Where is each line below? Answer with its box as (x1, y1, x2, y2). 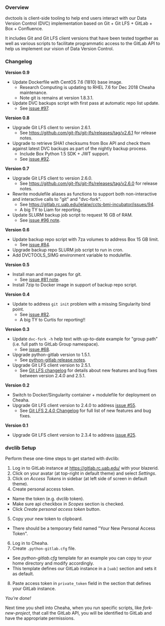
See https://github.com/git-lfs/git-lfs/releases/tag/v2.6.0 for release (19, 180, 158, 186)
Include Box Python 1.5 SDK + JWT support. (19, 150, 110, 157)
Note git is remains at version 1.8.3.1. (19, 94, 94, 100)
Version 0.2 (5, 382, 30, 388)
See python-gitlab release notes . (19, 357, 86, 362)
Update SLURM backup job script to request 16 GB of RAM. (12, 212, 133, 218)
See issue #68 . (19, 346, 50, 352)
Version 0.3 (5, 326, 30, 332)
